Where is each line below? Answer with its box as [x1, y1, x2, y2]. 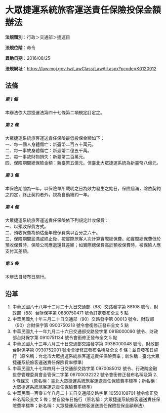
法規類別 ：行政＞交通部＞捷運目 [5, 34, 70, 40]
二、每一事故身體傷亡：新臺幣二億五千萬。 [5, 148, 92, 154]
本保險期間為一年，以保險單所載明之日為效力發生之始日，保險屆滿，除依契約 [5, 186, 161, 192]
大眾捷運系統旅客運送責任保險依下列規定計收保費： [5, 217, 109, 223]
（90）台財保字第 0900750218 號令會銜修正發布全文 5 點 [12, 322, 129, 328]
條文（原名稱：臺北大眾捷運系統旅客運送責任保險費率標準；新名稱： [20, 377, 160, 383]
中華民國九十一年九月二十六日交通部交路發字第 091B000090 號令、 [12, 328, 150, 334]
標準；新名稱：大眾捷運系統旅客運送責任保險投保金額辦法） [25, 402, 147, 408]
